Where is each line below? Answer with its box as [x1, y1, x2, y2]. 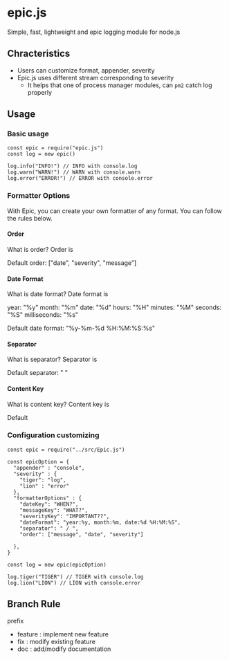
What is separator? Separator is [7, 355, 98, 364]
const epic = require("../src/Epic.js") [7, 446, 126, 453]
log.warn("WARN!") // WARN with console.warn [7, 169, 140, 176]
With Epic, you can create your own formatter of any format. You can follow [7, 206, 223, 215]
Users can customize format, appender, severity [17, 66, 155, 74]
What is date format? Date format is [7, 290, 109, 298]
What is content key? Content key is [7, 400, 109, 408]
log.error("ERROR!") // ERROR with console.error [7, 175, 154, 182]
